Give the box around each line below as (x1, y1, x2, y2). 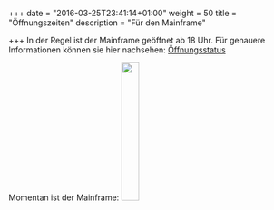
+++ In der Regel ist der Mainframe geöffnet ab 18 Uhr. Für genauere (8, 35, 266, 45)
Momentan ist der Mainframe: (8, 192, 120, 203)
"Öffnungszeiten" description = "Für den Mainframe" (8, 17, 206, 28)
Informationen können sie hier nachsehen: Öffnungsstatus (8, 44, 226, 55)
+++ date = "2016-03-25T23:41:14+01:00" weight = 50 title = (8, 8, 238, 18)
